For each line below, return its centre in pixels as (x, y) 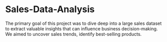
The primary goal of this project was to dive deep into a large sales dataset (83, 23)
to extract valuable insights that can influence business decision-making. (82, 28)
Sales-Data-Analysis (50, 9)
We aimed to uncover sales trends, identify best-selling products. (74, 34)
